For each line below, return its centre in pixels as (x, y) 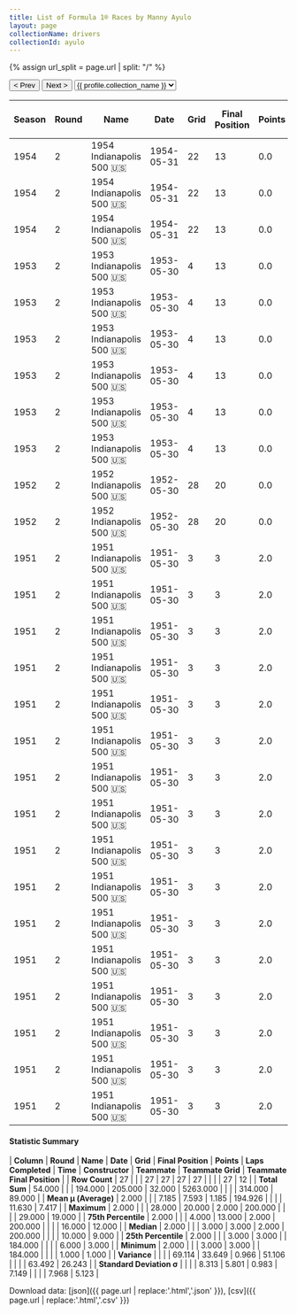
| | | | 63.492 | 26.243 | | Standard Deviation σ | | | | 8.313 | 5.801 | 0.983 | (144, 1264)
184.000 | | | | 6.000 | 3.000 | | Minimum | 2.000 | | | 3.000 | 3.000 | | (135, 1246)
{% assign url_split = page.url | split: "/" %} (88, 67)
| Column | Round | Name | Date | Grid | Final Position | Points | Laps (137, 1161)
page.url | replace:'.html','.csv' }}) (69, 1300)
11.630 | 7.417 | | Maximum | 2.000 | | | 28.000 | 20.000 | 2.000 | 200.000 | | (147, 1208)
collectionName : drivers (55, 34)
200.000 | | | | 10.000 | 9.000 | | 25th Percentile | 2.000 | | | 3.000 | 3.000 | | (148, 1236)
